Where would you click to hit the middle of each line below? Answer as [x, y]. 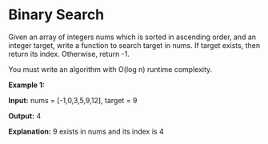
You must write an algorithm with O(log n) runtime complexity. [110, 69]
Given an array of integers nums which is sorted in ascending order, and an [132, 37]
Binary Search [56, 15]
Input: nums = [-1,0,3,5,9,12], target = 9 [73, 100]
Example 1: [27, 85]
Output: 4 [25, 116]
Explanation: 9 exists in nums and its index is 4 [86, 131]
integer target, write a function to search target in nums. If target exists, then [134, 45]
